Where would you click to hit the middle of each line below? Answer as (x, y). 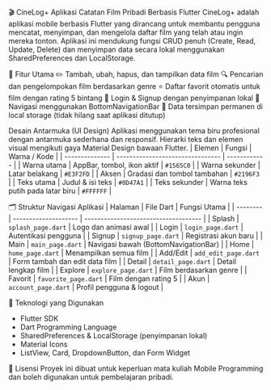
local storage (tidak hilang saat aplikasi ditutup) (87, 115)
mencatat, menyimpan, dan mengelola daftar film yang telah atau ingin (126, 32)
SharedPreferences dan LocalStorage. (72, 58)
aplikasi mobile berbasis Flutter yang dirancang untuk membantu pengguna (134, 24)
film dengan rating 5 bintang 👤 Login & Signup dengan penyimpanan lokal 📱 (134, 98)
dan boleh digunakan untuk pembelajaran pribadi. (91, 377)
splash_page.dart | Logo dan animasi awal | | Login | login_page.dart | (126, 227)
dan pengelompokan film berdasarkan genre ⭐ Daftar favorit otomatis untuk (135, 86)
